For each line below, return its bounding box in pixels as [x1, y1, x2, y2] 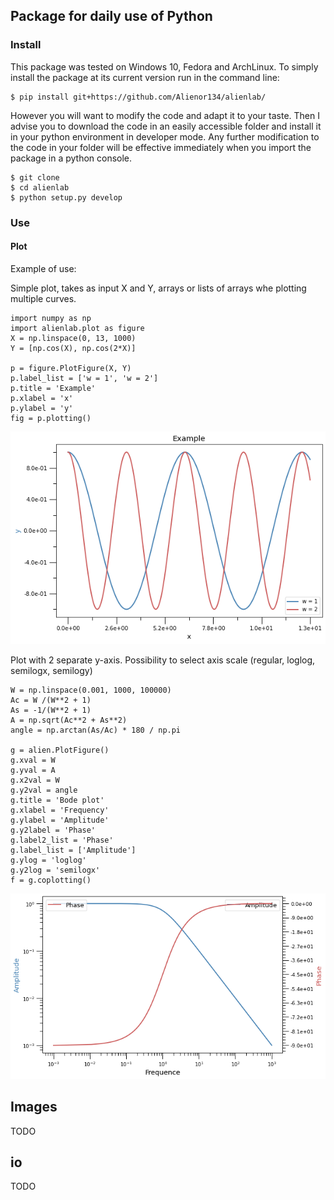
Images [10, 1099, 58, 1116]
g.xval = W [10, 755, 56, 766]
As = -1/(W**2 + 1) [10, 705, 92, 716]
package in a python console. [10, 152, 133, 164]
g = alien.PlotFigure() [10, 745, 110, 756]
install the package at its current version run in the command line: [10, 71, 280, 83]
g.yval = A [10, 765, 56, 776]
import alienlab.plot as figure [10, 323, 145, 333]
